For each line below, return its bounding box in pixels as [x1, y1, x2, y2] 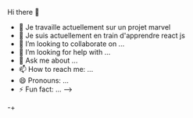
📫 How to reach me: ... [18, 65, 94, 73]
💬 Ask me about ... [18, 55, 78, 65]
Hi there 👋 [7, 8, 40, 16]
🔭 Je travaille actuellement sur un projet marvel [18, 23, 171, 31]
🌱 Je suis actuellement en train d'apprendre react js [18, 31, 185, 40]
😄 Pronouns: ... [18, 76, 70, 85]
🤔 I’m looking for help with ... [18, 48, 111, 56]
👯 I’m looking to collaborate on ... [18, 39, 125, 48]
